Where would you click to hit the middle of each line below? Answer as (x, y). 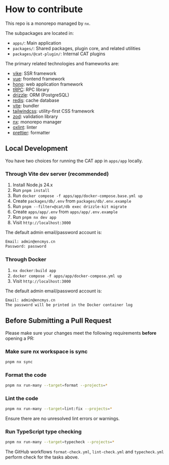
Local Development (37, 149)
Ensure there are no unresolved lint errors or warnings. (63, 418)
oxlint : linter (25, 127)
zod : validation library (35, 116)
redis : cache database (36, 100)
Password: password (26, 246)
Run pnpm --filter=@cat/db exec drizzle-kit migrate (70, 207)
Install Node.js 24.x (33, 185)
